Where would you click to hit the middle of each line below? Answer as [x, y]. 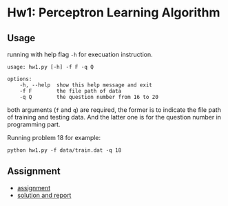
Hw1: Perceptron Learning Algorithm [114, 13]
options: [20, 79]
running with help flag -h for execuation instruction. [80, 54]
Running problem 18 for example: [54, 138]
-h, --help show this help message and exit [86, 85]
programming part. [34, 124]
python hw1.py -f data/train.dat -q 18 [64, 150]
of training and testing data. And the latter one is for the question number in [114, 117]
